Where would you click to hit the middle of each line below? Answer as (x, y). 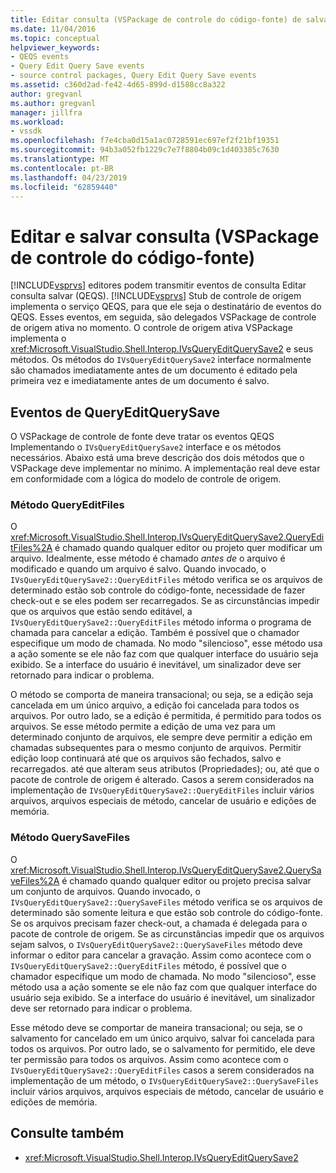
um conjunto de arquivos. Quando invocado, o (105, 891)
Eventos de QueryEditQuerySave (115, 412)
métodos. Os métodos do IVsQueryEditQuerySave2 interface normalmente (161, 360)
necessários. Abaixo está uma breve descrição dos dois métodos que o (157, 458)
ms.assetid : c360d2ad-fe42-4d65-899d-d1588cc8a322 (118, 85)
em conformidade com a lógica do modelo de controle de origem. (146, 479)
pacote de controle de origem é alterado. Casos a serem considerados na (162, 780)
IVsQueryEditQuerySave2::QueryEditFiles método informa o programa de (161, 622)
